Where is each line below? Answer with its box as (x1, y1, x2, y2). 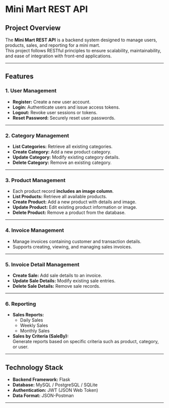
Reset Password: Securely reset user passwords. (12, 115, 116, 121)
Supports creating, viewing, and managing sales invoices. (12, 243, 132, 250)
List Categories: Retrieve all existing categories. (12, 143, 113, 149)
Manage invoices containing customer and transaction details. (12, 238, 142, 244)
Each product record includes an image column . (12, 188, 114, 194)
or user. (12, 344, 29, 350)
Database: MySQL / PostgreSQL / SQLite (12, 381, 98, 388)
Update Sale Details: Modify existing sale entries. (12, 278, 116, 284)
